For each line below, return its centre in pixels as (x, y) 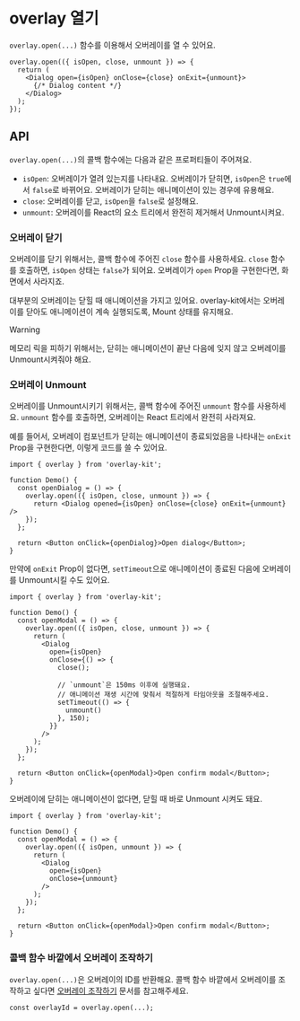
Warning (25, 330)
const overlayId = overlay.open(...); (81, 1008)
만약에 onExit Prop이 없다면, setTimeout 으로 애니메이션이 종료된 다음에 (135, 569)
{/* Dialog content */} (77, 85)
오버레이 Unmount (48, 384)
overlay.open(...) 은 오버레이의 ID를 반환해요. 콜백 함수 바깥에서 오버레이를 (143, 979)
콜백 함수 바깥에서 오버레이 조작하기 (81, 958)
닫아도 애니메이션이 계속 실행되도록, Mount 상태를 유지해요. (129, 312)
